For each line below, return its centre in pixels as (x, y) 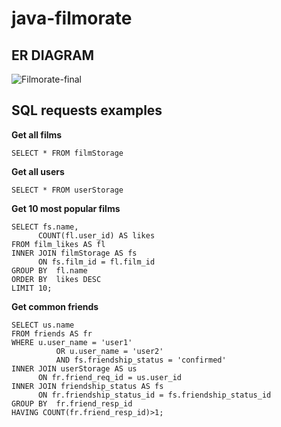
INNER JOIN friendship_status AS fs (87, 386)
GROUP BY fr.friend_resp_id (72, 403)
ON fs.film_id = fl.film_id (96, 262)
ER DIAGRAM (53, 55)
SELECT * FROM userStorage (67, 190)
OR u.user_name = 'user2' (109, 351)
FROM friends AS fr (52, 333)
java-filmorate (72, 18)
